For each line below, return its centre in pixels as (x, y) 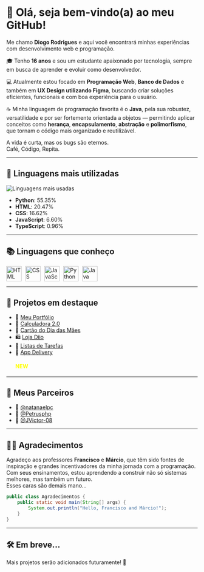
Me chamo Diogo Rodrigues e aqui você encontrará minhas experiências (98, 42)
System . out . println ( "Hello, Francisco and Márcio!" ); (97, 508)
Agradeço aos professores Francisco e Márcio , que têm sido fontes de (95, 460)
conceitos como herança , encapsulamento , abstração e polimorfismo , (97, 124)
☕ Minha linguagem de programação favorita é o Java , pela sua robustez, (99, 109)
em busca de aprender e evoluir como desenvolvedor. (74, 69)
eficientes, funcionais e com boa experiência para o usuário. (82, 97)
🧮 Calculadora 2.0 (38, 324)
